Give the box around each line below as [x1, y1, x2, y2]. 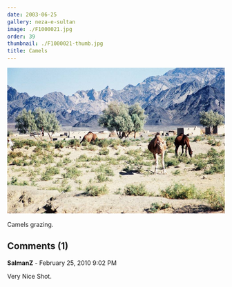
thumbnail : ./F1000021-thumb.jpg [7, 40, 104, 48]
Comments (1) [7, 240, 69, 252]
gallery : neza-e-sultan [7, 18, 76, 26]
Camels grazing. [7, 220, 54, 228]
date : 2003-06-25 [7, 11, 57, 18]
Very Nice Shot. [7, 272, 52, 280]
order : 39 [7, 33, 36, 40]
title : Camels [7, 48, 48, 55]
